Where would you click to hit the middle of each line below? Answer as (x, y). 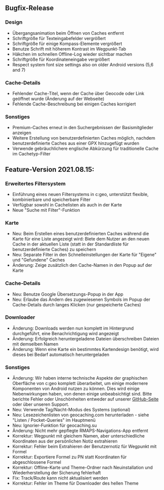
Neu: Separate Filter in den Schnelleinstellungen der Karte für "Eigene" (84, 255)
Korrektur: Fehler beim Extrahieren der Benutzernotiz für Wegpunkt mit (84, 446)
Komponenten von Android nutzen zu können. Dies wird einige (76, 389)
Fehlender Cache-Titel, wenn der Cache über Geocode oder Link (78, 93)
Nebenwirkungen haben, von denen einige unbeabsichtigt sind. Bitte (82, 394)
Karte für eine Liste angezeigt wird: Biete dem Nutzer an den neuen (81, 239)
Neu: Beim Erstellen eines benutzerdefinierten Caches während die (81, 234)
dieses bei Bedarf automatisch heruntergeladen (61, 354)
